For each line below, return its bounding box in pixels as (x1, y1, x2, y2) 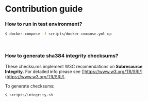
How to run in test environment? (5, 21, 82, 28)
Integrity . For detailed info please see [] (5, 69, 85, 74)
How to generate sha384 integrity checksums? (5, 52, 118, 59)
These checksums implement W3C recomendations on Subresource (5, 63, 143, 69)
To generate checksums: (5, 83, 55, 89)
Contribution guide (5, 3, 83, 15)
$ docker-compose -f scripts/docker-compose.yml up (5, 31, 112, 37)
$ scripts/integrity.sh (5, 92, 53, 97)
